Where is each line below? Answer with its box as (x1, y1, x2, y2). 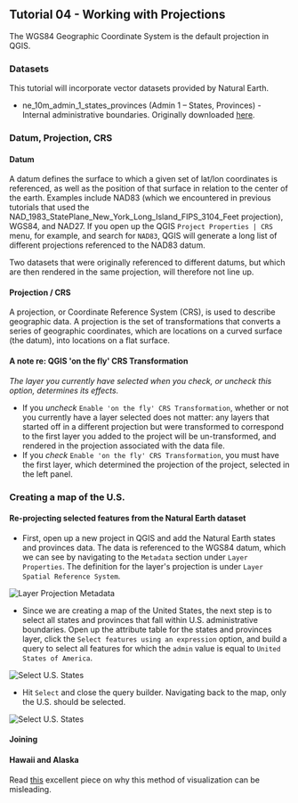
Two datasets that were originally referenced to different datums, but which (9, 258, 286, 268)
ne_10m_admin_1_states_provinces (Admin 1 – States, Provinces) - (21, 100, 262, 111)
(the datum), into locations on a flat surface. (9, 335, 171, 346)
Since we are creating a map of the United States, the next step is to (21, 605, 272, 616)
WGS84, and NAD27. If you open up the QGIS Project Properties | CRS (9, 221, 273, 232)
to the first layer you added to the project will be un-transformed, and (21, 430, 277, 441)
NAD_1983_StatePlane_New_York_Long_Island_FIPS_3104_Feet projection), (9, 211, 284, 222)
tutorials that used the (9, 202, 90, 213)
